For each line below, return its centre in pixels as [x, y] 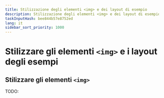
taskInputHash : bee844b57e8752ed [39, 18]
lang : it [14, 23]
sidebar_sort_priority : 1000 [35, 28]
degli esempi [32, 62]
